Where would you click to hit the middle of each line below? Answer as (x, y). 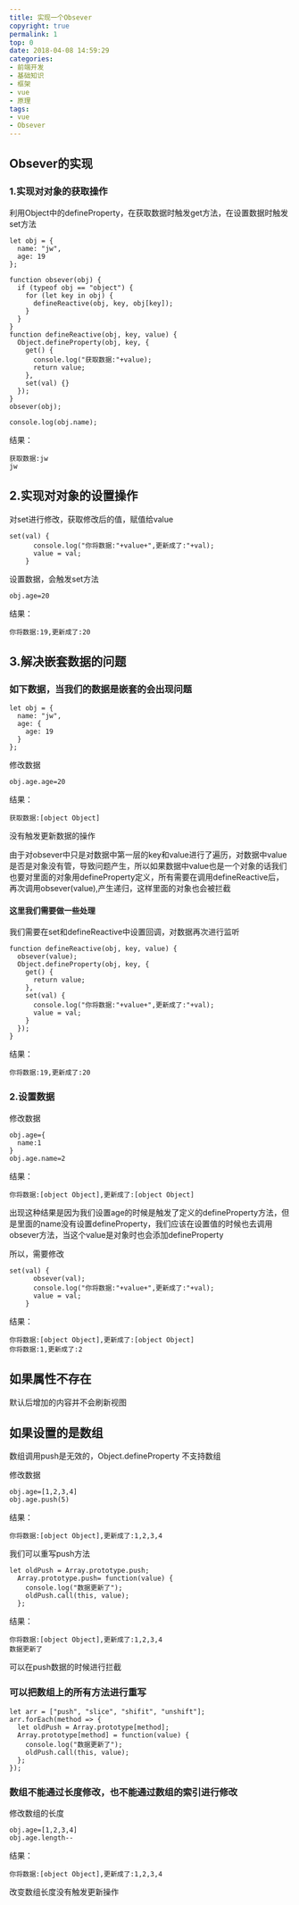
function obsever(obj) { (55, 280)
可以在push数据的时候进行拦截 (66, 1667)
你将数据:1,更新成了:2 (46, 1349)
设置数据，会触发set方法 (54, 579)
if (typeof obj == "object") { (75, 288)
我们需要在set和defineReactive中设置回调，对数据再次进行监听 (125, 932)
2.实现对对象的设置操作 (74, 496)
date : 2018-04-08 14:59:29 (59, 51)
